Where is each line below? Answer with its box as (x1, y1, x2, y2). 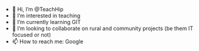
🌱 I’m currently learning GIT (12, 19, 81, 25)
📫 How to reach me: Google (12, 38, 84, 45)
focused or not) (12, 31, 52, 38)
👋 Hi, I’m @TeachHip (12, 6, 64, 13)
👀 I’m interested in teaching (12, 12, 81, 19)
